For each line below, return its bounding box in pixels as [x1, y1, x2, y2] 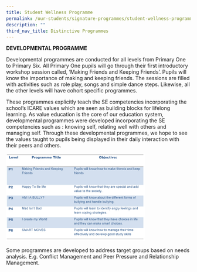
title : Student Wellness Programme [6, 9, 93, 15]
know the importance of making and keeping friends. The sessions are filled [6, 75, 190, 82]
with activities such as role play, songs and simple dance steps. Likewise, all [6, 81, 191, 88]
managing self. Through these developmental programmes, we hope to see [6, 129, 188, 137]
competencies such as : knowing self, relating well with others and [6, 123, 167, 130]
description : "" [6, 22, 46, 27]
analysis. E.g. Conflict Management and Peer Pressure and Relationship [6, 253, 179, 260]
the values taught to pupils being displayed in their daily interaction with [6, 136, 180, 143]
